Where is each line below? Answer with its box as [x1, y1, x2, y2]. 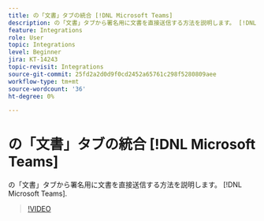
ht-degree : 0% [8, 92, 55, 100]
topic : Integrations [8, 41, 76, 49]
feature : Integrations [8, 26, 83, 34]
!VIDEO [27, 204, 51, 214]
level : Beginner [8, 48, 61, 56]
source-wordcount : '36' [8, 84, 87, 93]
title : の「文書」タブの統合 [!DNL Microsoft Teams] [8, 11, 173, 20]
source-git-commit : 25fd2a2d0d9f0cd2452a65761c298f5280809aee [8, 70, 217, 78]
